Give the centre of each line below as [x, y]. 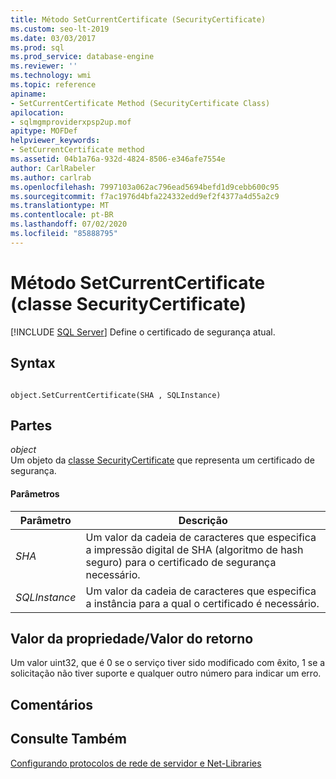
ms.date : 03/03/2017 [53, 38]
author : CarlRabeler [53, 168]
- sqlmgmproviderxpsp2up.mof [71, 122]
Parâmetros [35, 493]
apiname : [28, 94]
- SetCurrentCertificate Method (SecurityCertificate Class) [140, 103]
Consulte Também [69, 739]
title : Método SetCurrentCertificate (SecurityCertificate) [138, 19]
